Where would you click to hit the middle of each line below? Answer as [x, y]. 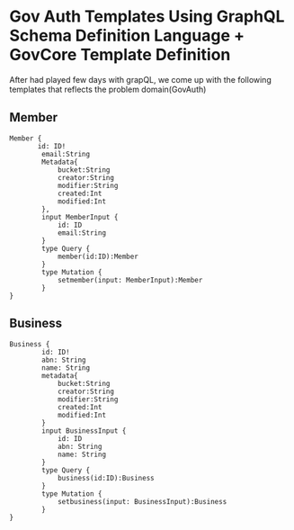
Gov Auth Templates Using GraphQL [147, 17]
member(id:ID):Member [98, 256]
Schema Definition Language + [127, 36]
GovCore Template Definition [120, 55]
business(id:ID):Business [106, 478]
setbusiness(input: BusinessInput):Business [142, 501]
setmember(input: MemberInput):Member [130, 280]
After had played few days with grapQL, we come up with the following [140, 79]
